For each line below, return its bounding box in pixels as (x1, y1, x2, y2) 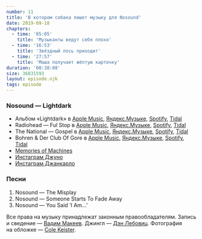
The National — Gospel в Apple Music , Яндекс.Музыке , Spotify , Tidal (14, 128, 189, 135)
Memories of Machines (14, 147, 73, 154)
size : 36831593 (6, 70, 45, 76)
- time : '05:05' (11, 31, 52, 37)
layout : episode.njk (6, 76, 58, 82)
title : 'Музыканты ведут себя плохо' (17, 37, 112, 43)
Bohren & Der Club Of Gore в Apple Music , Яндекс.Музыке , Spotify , (14, 134, 185, 141)
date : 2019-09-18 (6, 20, 50, 26)
